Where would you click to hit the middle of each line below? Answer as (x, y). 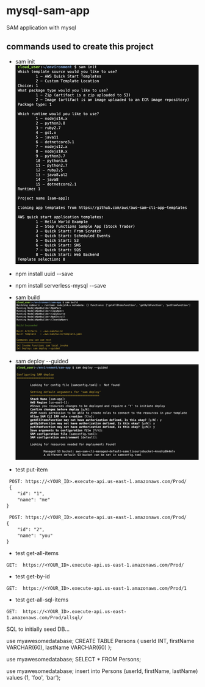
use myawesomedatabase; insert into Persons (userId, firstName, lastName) (102, 671)
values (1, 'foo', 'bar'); (34, 678)
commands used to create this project (80, 47)
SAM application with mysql (41, 27)
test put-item (31, 470)
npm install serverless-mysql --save (61, 285)
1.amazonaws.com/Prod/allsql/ (45, 618)
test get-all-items (37, 553)
